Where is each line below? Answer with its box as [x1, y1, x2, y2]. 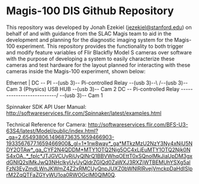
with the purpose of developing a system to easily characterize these [6, 55, 175, 62]
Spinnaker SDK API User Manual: [6, 103, 87, 110]
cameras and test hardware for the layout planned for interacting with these [6, 61, 191, 69]
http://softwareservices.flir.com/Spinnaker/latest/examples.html [6, 109, 162, 117]
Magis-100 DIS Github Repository [6, 4, 174, 18]
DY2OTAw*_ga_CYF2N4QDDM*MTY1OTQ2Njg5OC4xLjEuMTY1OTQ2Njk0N [6, 146, 191, 153]
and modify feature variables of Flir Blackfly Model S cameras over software [6, 49, 192, 56]
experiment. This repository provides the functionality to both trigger [16, 43, 184, 50]
